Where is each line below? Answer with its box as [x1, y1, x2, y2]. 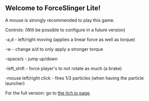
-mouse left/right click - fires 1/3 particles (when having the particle [5, 75, 144, 81]
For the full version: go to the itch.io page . [5, 90, 91, 96]
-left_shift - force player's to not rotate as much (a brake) [5, 65, 122, 71]
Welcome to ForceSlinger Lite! [5, 4, 101, 12]
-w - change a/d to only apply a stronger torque [5, 46, 104, 52]
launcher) [5, 80, 25, 86]
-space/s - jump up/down [5, 56, 58, 62]
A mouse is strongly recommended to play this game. [5, 17, 115, 23]
